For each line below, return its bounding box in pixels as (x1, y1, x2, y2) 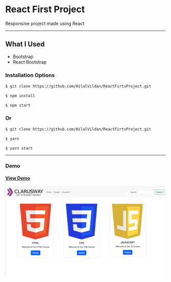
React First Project (5, 4, 85, 15)
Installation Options (5, 71, 55, 78)
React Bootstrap (12, 59, 47, 65)
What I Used (5, 40, 45, 49)
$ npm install (5, 93, 36, 99)
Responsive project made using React (5, 20, 85, 26)
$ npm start (5, 103, 31, 108)
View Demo (5, 175, 31, 181)
